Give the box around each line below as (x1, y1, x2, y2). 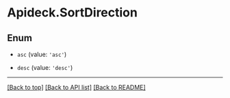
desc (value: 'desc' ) (16, 64, 73, 71)
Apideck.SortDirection (7, 5, 138, 21)
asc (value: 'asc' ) (16, 50, 67, 58)
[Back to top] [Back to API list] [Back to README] (7, 84, 146, 91)
